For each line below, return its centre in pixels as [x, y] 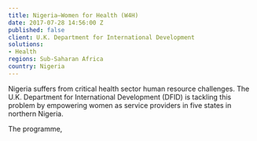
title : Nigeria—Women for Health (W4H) [73, 15]
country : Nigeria [37, 67]
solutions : [26, 45]
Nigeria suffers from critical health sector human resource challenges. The [129, 89]
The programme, [35, 128]
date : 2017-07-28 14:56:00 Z [56, 23]
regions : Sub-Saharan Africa [56, 60]
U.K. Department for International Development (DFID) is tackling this [120, 97]
